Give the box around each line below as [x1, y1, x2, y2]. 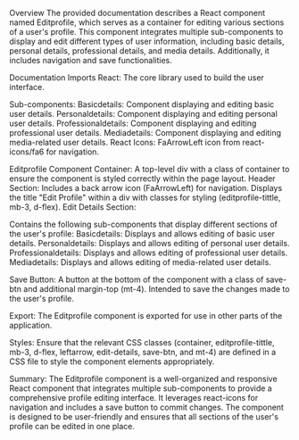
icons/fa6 [9, 146, 45, 157]
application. [9, 320, 53, 330]
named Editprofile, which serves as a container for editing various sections [9, 17, 285, 28]
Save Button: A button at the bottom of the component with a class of [9, 274, 264, 285]
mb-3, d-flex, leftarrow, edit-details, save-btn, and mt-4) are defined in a [9, 347, 277, 357]
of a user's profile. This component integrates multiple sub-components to [9, 27, 284, 37]
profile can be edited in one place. [9, 421, 136, 431]
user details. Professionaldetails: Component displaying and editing [9, 118, 257, 129]
